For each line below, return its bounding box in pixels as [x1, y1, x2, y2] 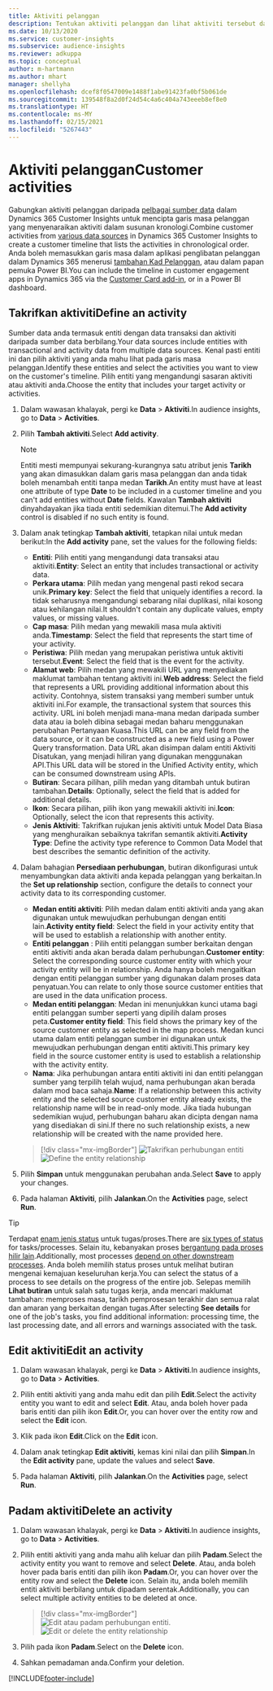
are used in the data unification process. [32, 990, 168, 1000]
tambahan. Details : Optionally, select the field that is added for [32, 786, 240, 795]
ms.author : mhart [8, 72, 67, 81]
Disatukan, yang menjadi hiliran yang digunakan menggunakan [32, 751, 243, 761]
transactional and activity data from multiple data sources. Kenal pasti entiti [8, 345, 261, 355]
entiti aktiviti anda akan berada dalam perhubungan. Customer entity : [32, 947, 266, 957]
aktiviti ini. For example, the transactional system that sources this [32, 699, 252, 709]
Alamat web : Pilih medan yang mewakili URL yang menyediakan [32, 664, 248, 674]
